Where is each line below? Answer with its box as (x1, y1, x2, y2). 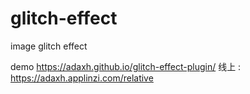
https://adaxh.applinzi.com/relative (10, 72, 154, 84)
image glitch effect (10, 40, 88, 52)
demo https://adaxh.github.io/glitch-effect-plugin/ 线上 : (10, 60, 242, 72)
